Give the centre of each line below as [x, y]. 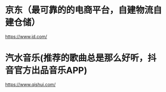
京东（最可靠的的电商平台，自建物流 [79, 10]
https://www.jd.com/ [26, 36]
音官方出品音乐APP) [46, 70]
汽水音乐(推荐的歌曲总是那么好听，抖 [81, 58]
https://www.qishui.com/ [30, 84]
